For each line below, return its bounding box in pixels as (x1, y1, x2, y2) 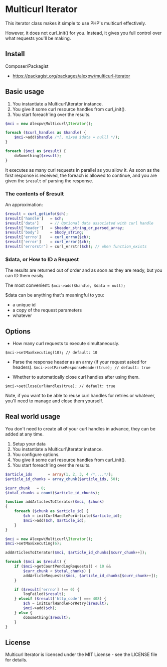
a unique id (12, 302, 36, 308)
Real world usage (5, 412, 61, 421)
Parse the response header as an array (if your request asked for (12, 359, 147, 365)
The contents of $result (5, 190, 64, 197)
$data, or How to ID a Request (5, 256, 79, 263)
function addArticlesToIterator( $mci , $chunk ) (5, 499, 104, 504)
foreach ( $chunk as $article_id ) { (14, 509, 89, 514)
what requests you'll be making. (5, 35, 71, 41)
